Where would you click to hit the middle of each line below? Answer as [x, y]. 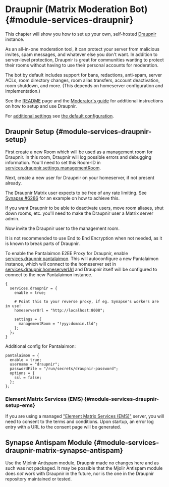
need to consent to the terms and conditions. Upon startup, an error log [79, 421]
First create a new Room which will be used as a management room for [79, 152]
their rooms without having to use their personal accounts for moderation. [82, 65]
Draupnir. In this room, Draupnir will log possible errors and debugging [78, 157]
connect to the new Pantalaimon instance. [49, 275]
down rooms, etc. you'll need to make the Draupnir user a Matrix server [79, 213]
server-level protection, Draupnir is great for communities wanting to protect [84, 59]
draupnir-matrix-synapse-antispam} [64, 450]
